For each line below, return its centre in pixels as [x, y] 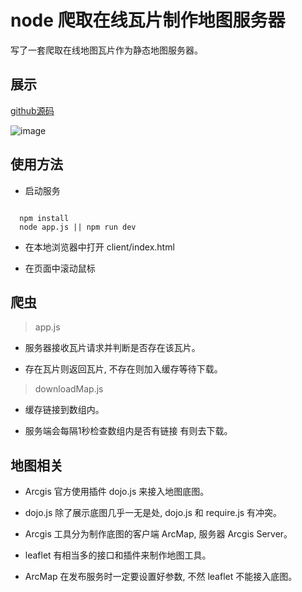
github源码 [32, 110]
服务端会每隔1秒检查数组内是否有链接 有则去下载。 [128, 431]
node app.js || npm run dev [78, 227]
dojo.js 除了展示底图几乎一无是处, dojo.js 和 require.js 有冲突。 [153, 513]
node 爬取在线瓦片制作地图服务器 [148, 20]
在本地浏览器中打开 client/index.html [99, 247]
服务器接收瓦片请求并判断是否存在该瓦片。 [112, 348]
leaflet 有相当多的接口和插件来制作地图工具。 [118, 555]
